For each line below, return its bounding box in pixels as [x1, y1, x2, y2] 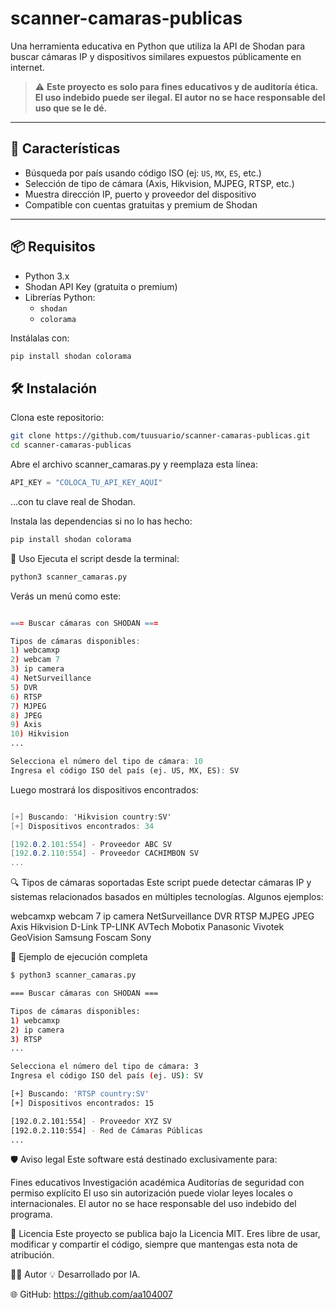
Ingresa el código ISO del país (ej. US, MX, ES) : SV [10, 765, 240, 776]
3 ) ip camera [10, 664, 65, 674]
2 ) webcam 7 [10, 655, 60, 665]
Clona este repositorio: [10, 412, 105, 424]
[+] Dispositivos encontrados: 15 [10, 1098, 155, 1108]
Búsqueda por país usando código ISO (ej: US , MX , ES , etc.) [24, 167, 262, 179]
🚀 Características [10, 140, 121, 157]
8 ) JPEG [10, 710, 43, 721]
